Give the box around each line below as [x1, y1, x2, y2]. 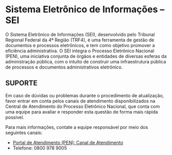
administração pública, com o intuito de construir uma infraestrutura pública [5, 58, 166, 64]
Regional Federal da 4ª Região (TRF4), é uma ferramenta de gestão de [5, 37, 155, 43]
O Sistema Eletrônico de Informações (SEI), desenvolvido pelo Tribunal [5, 31, 155, 37]
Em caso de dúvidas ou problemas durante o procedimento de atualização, [5, 92, 164, 98]
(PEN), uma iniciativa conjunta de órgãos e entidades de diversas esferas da [5, 53, 167, 59]
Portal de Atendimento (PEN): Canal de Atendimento [12, 139, 123, 145]
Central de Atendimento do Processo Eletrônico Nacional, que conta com [5, 103, 160, 109]
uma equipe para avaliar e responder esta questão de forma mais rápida [5, 108, 158, 115]
